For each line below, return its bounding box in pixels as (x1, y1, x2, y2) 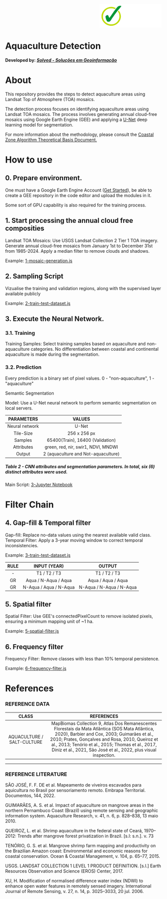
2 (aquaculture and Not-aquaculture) (43, 451, 120, 457)
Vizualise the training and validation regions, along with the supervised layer (5, 285, 162, 291)
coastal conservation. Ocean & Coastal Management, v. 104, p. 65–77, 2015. (5, 853, 161, 859)
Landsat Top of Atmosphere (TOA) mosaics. (5, 96, 95, 102)
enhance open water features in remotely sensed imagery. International (5, 883, 152, 889)
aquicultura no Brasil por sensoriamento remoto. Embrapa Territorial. (5, 788, 146, 794)
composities (5, 224, 45, 233)
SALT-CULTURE (9, 739, 43, 745)
